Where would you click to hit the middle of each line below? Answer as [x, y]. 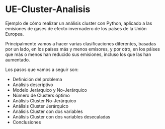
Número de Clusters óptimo [41, 95]
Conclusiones [27, 122]
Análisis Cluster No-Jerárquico [44, 101]
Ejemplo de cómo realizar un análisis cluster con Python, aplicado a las [79, 23]
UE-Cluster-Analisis [48, 9]
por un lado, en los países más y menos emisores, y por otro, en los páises [82, 49]
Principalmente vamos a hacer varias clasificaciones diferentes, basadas [81, 43]
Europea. [15, 34]
